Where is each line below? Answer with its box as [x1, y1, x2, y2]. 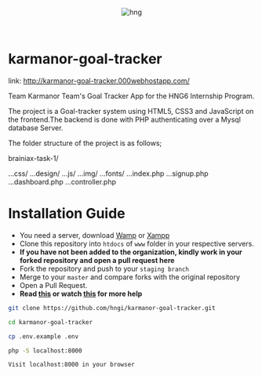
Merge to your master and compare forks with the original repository [19, 272, 241, 282]
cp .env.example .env [8, 332, 79, 341]
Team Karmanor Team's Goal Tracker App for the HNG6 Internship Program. [8, 91, 255, 100]
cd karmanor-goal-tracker [8, 318, 93, 326]
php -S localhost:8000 [8, 346, 82, 355]
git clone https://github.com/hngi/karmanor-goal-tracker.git [8, 304, 216, 312]
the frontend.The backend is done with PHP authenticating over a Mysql [8, 115, 242, 124]
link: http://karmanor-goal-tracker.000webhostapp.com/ [8, 75, 190, 86]
